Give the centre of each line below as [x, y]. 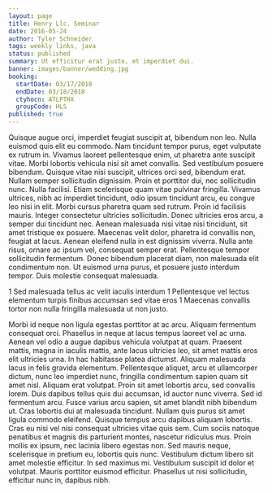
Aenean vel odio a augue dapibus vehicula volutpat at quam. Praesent [125, 342]
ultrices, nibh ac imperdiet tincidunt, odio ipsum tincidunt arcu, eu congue [132, 198]
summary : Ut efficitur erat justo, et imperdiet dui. [101, 62]
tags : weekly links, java [52, 46]
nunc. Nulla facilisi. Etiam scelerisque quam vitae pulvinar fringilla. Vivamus [134, 189]
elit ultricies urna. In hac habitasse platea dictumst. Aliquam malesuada [127, 359]
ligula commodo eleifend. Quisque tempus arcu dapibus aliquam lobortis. [131, 419]
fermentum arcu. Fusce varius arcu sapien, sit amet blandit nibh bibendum [133, 402]
